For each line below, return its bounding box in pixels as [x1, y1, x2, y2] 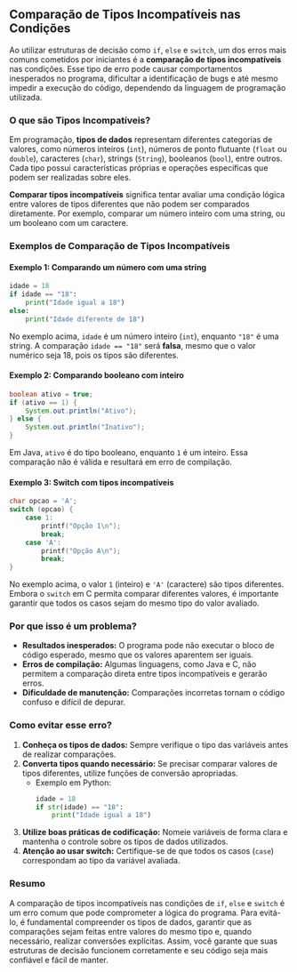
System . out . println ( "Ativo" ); [25, 406, 138, 415]
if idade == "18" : [9, 290, 77, 299]
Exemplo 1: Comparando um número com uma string [9, 261, 207, 272]
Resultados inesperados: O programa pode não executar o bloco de [21, 640, 275, 651]
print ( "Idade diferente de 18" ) [25, 315, 145, 324]
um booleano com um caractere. [9, 218, 129, 229]
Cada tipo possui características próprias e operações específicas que [9, 163, 269, 173]
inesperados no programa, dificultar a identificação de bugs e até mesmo [9, 73, 278, 84]
